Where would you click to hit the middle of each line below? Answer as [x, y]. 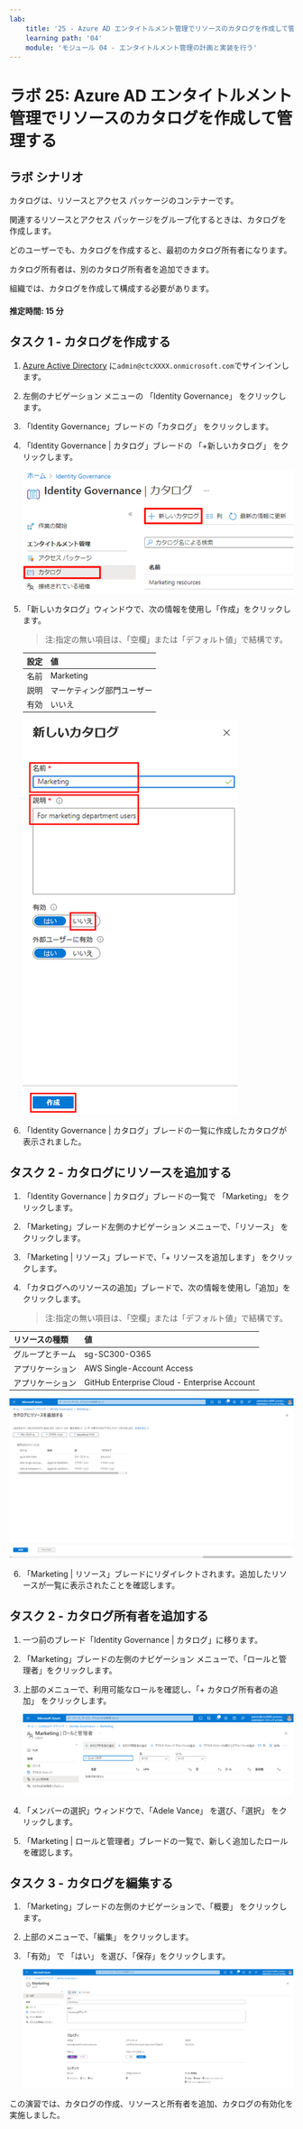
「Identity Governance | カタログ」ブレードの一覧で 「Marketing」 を [152, 1196]
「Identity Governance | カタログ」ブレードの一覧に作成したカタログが [155, 1130]
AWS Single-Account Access [139, 1368]
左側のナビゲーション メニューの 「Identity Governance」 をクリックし [154, 396]
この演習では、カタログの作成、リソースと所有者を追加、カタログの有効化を [151, 2104]
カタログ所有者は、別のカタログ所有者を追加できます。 [112, 270]
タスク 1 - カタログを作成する [90, 342]
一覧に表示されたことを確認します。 [113, 1585]
